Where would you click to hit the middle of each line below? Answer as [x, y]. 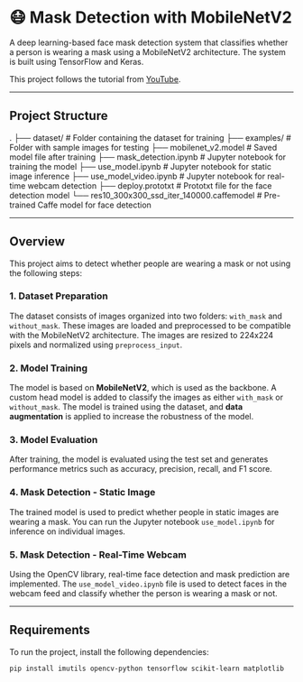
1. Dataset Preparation [59, 296]
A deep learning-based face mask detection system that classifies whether [149, 42]
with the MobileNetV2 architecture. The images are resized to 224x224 [142, 335]
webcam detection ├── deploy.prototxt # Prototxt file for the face [150, 185]
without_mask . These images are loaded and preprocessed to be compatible [150, 325]
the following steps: [46, 272]
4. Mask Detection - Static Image [83, 493]
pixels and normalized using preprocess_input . [96, 345]
